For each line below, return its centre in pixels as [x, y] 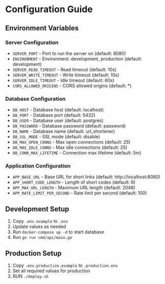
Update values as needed [39, 227]
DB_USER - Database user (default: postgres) [58, 120]
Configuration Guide [49, 9]
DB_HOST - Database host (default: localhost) [58, 110]
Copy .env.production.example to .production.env [65, 266]
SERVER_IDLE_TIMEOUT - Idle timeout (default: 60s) [64, 80]
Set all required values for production [51, 271]
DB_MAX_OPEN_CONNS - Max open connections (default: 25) [71, 142]
